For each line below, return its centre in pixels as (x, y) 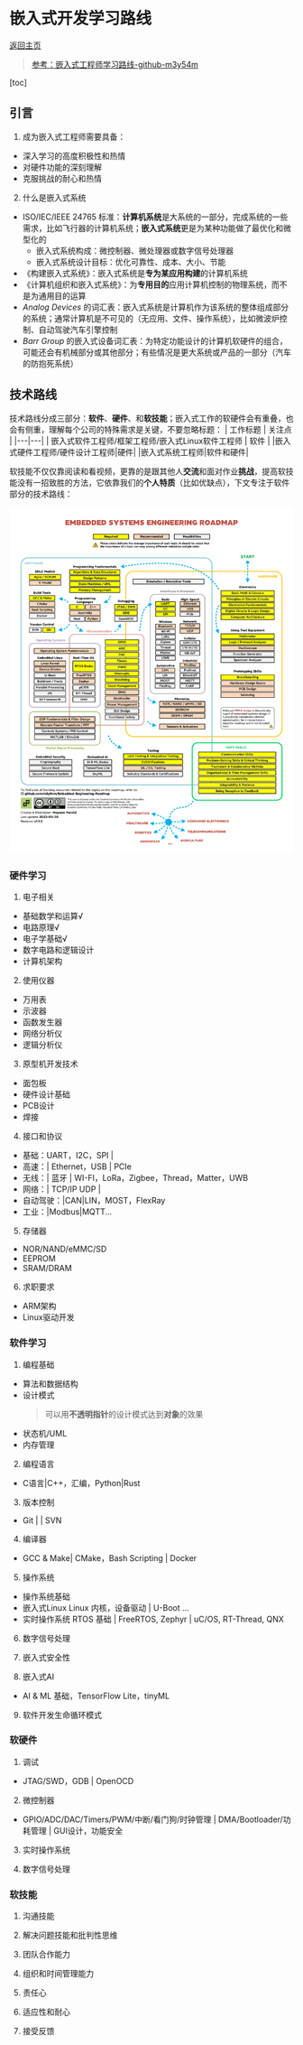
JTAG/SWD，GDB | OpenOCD (78, 1780)
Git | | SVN (42, 1520)
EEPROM (39, 1259)
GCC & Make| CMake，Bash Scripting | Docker (110, 1557)
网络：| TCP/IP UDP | (61, 1189)
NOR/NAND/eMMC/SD (64, 1249)
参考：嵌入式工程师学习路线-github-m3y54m (115, 64)
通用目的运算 (62, 295)
